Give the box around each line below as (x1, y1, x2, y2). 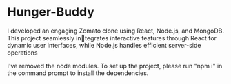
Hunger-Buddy (7, 4, 95, 20)
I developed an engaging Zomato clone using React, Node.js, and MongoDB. (7, 27, 224, 35)
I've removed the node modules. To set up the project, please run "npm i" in (7, 61, 223, 70)
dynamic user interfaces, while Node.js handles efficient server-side (7, 41, 201, 49)
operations (7, 48, 38, 57)
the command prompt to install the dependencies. (7, 69, 149, 77)
